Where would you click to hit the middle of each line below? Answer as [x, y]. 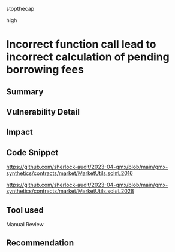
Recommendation [40, 243]
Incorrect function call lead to [81, 44]
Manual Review [25, 224]
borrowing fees [45, 70]
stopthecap [20, 9]
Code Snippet [32, 153]
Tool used [25, 210]
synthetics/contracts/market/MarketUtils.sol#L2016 [70, 173]
